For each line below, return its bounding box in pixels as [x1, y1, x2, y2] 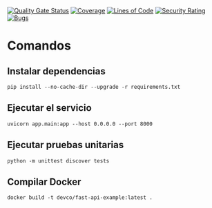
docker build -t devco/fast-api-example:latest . [7, 194, 153, 201]
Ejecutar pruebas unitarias [7, 139, 124, 151]
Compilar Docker [7, 176, 81, 188]
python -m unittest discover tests [7, 157, 110, 165]
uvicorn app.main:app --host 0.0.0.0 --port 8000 [7, 121, 153, 127]
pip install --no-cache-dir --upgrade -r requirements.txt [7, 83, 181, 90]
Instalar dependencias [7, 65, 106, 77]
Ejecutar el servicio [7, 102, 92, 114]
